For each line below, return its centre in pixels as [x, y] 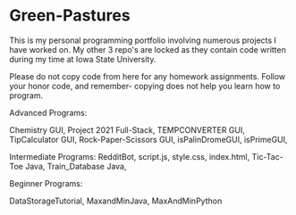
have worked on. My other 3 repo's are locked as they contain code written [148, 49]
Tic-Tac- [267, 156]
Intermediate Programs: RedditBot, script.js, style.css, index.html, [130, 156]
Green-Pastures [70, 16]
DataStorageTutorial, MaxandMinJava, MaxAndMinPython [116, 201]
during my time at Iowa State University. [83, 59]
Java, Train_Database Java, [76, 166]
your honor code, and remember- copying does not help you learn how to [145, 86]
